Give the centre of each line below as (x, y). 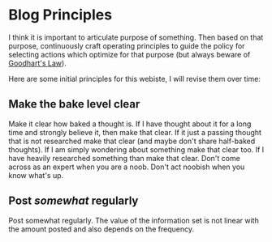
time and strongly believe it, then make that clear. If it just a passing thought (135, 132)
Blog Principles (60, 15)
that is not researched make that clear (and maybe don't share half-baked (132, 141)
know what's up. (36, 175)
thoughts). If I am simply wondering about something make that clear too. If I (136, 149)
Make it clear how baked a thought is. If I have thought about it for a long (130, 124)
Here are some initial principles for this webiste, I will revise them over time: (135, 79)
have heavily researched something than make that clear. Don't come (125, 158)
